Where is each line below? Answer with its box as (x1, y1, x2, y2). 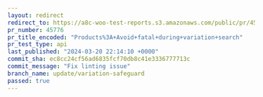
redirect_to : (7, 19, 50, 27)
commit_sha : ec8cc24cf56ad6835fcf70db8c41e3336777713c (7, 56, 191, 63)
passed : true (7, 77, 50, 84)
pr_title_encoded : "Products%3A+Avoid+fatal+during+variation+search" (7, 33, 243, 41)
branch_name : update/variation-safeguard (7, 70, 145, 77)
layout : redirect (7, 11, 64, 20)
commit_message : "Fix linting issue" (7, 63, 131, 70)
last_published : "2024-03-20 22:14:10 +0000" (7, 48, 159, 56)
